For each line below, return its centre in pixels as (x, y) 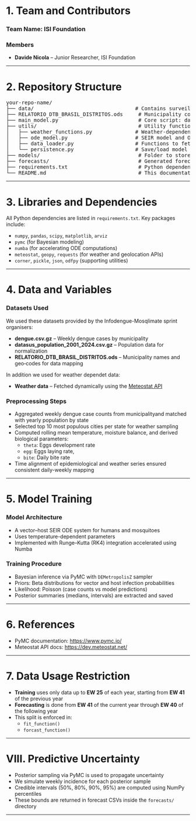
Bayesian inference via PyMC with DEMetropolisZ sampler (83, 577)
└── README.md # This (82, 173)
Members (20, 45)
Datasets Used (27, 308)
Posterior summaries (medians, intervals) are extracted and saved (94, 595)
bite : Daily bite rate (47, 457)
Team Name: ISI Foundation (46, 29)
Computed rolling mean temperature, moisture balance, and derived (96, 433)
